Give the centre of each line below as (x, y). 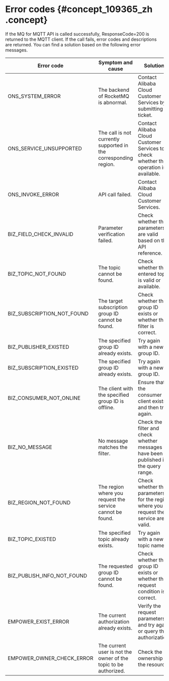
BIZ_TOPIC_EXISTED (32, 539)
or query (148, 631)
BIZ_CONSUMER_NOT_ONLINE (44, 398)
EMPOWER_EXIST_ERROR (38, 622)
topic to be (111, 664)
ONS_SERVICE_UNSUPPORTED (45, 148)
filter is (146, 326)
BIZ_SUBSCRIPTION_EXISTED (43, 367)
